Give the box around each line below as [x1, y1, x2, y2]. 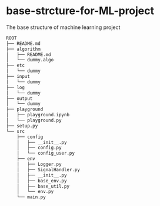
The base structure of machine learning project [6, 24, 121, 31]
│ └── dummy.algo [6, 57, 54, 63]
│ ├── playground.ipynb [6, 112, 69, 118]
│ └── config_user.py [16, 151, 75, 156]
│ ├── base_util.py [16, 183, 69, 189]
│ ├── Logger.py [16, 161, 62, 168]
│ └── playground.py [6, 117, 62, 123]
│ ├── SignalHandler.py [16, 166, 81, 172]
